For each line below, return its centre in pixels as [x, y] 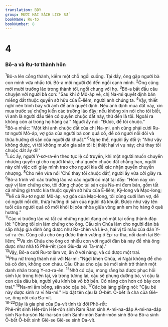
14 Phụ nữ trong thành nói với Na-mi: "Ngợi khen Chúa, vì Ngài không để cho [83, 258]
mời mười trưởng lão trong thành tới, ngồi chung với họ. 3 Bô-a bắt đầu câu [81, 88]
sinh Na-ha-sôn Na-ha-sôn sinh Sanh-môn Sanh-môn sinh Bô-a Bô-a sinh [82, 314]
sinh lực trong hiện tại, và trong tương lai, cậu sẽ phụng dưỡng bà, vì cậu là [82, 276]
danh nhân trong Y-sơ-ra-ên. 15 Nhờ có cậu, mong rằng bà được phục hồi [80, 270]
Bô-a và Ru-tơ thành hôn [36, 64]
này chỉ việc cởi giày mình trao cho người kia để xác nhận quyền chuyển [80, 167]
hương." [13, 213]
